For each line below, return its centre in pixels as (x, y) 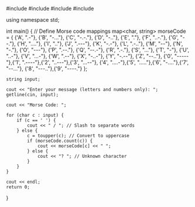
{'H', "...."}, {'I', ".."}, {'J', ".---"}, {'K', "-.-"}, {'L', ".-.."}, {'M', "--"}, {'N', (100, 44)
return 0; (18, 187)
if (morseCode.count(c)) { (60, 141)
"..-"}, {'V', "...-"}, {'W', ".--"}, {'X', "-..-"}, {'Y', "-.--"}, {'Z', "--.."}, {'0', (90, 56)
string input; (23, 79)
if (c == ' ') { (37, 120)
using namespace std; (33, 20)
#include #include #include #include (50, 9)
